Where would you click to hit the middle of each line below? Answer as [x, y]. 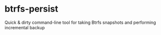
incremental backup [25, 27]
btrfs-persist [31, 9]
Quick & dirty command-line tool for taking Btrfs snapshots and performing [80, 22]
